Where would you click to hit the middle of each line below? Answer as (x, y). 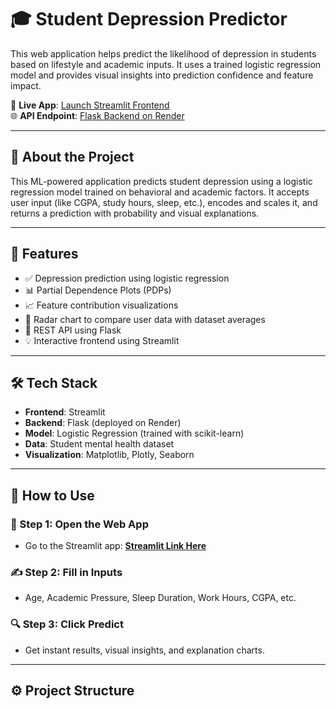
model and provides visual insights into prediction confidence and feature (162, 75)
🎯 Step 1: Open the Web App (79, 524)
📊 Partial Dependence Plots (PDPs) (98, 290)
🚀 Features (44, 254)
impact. (26, 85)
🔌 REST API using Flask (73, 330)
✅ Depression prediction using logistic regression (127, 278)
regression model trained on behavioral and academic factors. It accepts (160, 192)
